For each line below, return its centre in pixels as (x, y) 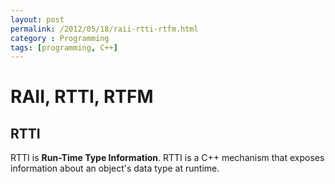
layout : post (37, 19)
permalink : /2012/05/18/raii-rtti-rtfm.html (104, 29)
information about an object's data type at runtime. (115, 168)
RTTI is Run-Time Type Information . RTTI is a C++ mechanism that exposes (167, 158)
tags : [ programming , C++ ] (64, 47)
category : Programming (60, 38)
